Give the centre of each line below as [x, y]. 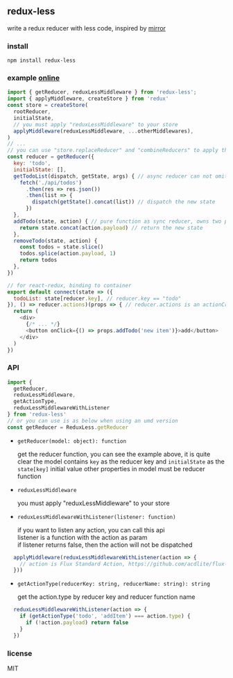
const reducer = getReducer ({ [51, 157]
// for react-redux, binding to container [69, 285]
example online [34, 78]
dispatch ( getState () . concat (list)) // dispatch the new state [124, 202]
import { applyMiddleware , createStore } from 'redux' [88, 99]
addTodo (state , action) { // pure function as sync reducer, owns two [118, 221]
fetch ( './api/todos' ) [51, 183]
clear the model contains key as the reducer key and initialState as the [121, 461]
